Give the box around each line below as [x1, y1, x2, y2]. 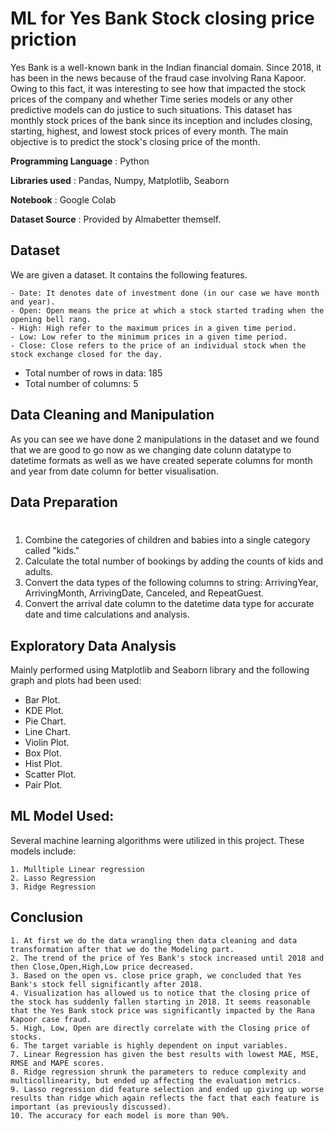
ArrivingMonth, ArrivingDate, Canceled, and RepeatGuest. [24, 587, 265, 599]
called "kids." [24, 545, 80, 557]
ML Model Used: [10, 808, 115, 825]
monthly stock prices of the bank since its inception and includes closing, [10, 114, 313, 126]
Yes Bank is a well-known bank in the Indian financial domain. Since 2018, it [10, 61, 322, 73]
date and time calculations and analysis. [24, 608, 190, 621]
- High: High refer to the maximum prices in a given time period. [10, 323, 298, 333]
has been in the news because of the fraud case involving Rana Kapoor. [10, 72, 307, 84]
